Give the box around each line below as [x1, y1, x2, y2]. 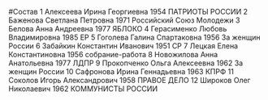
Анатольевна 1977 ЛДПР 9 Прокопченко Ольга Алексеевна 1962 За [8, 58, 244, 68]
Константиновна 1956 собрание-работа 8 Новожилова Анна [8, 50, 218, 59]
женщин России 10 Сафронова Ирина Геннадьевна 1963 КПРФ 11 [8, 67, 234, 76]
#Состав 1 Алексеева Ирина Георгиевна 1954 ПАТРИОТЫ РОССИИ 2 [8, 7, 249, 16]
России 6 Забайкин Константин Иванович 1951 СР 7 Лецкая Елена [8, 41, 238, 51]
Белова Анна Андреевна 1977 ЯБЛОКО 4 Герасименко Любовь [8, 24, 227, 33]
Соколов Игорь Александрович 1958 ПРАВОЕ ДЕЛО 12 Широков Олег [8, 76, 251, 85]
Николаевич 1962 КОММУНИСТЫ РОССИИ [8, 84, 158, 94]
